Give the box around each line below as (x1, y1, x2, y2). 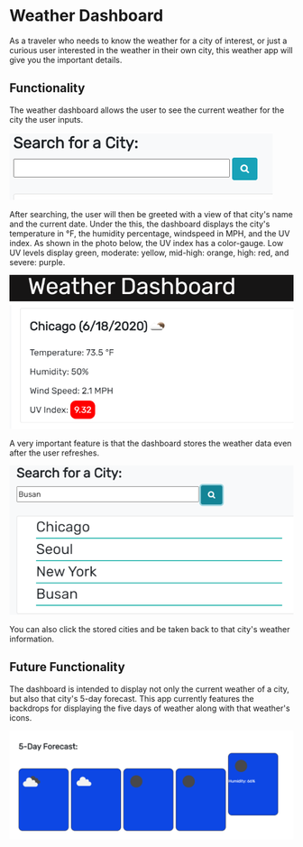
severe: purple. (9, 256, 66, 267)
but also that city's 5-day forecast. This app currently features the (9, 693, 254, 704)
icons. (9, 712, 32, 723)
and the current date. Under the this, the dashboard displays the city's (9, 218, 271, 229)
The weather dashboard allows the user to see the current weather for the (9, 105, 285, 115)
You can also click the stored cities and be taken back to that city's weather (9, 623, 290, 634)
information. (9, 633, 55, 644)
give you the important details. (9, 54, 123, 65)
